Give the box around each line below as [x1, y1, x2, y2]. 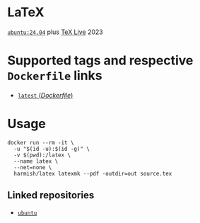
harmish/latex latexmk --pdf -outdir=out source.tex [13, 170, 172, 177]
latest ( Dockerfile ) [17, 91, 73, 99]
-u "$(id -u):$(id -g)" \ [13, 145, 90, 152]
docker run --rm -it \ [7, 139, 74, 146]
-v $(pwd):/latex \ [13, 151, 71, 159]
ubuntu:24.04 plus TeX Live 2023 [7, 28, 104, 36]
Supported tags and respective [7, 52, 194, 69]
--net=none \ [13, 164, 52, 171]
